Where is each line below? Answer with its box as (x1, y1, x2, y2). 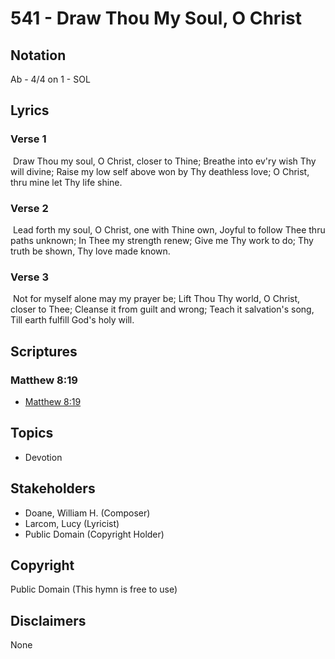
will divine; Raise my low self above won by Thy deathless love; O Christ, (10, 165, 310, 177)
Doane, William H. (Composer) (24, 507, 151, 519)
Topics (10, 425, 54, 442)
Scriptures (10, 343, 78, 360)
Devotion (24, 451, 63, 463)
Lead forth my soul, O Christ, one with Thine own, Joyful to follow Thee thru (12, 223, 326, 236)
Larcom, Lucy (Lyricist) (24, 517, 120, 529)
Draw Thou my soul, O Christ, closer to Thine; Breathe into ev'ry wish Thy (12, 155, 317, 167)
